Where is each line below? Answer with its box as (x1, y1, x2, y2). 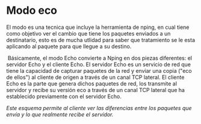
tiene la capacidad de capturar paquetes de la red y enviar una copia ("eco (6, 67, 192, 74)
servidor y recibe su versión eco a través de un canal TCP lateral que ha (6, 86, 185, 93)
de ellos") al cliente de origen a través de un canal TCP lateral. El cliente (6, 73, 185, 81)
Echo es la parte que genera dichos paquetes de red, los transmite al (6, 79, 178, 87)
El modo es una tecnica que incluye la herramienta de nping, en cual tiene (6, 23, 190, 31)
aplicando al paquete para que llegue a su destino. (6, 43, 132, 50)
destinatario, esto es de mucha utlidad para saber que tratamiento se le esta (6, 36, 196, 43)
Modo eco (6, 4, 58, 17)
